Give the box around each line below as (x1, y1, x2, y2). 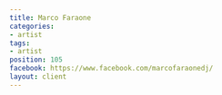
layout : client (9, 72, 67, 81)
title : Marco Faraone (9, 13, 92, 23)
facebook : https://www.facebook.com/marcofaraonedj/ (9, 64, 214, 73)
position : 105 (9, 55, 64, 64)
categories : (9, 22, 55, 31)
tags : (9, 38, 30, 48)
